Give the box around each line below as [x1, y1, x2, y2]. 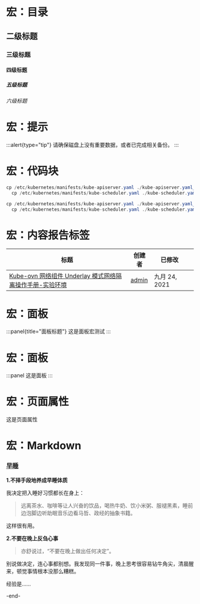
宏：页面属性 [6, 395, 70, 409]
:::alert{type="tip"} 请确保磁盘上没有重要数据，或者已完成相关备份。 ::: [6, 141, 179, 148]
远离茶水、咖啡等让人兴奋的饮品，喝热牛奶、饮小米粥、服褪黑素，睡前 [20, 502, 193, 509]
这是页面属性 [6, 416, 37, 423]
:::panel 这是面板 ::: [6, 372, 53, 379]
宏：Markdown [6, 439, 82, 452]
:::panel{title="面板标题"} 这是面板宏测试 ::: [6, 328, 111, 335]
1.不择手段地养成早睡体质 [6, 476, 68, 483]
